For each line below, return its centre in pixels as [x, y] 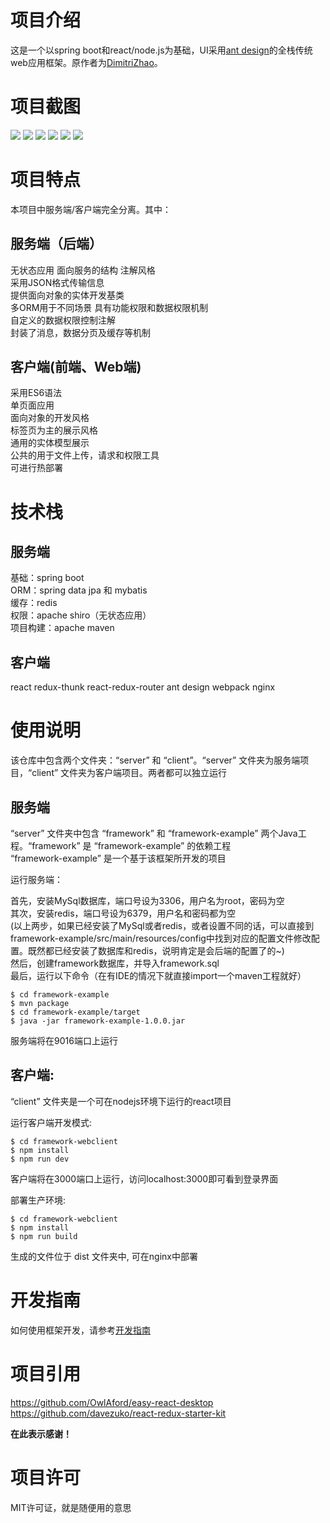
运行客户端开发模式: [51, 1122]
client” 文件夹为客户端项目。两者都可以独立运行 [129, 773]
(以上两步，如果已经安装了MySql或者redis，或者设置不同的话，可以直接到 [162, 925]
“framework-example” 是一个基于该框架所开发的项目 [118, 858]
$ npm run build [44, 1236]
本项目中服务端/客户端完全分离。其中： [91, 209]
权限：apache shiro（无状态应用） [81, 615]
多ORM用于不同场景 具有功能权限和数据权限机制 [109, 307]
